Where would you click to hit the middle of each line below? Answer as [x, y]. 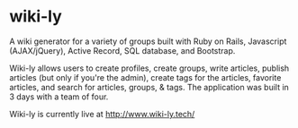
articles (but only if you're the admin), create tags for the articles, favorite [145, 77]
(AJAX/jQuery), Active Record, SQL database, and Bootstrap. [122, 50]
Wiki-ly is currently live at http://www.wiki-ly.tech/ [102, 114]
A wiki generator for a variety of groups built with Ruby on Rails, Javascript [148, 41]
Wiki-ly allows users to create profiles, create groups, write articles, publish [149, 68]
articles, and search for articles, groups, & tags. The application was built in [149, 87]
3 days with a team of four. [59, 97]
